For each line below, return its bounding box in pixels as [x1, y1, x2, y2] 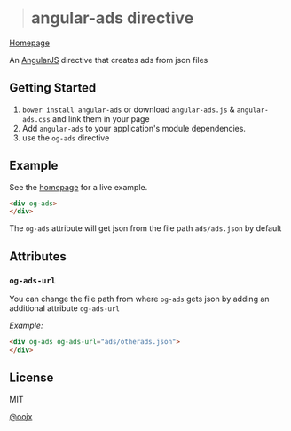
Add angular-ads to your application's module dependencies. [21, 123, 247, 133]
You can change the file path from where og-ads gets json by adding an [9, 293, 270, 304]
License [9, 371, 54, 386]
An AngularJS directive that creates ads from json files [9, 54, 208, 65]
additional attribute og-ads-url [9, 303, 121, 314]
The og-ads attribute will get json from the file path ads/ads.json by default [9, 223, 282, 234]
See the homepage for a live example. [9, 181, 148, 192]
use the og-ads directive [21, 132, 110, 143]
